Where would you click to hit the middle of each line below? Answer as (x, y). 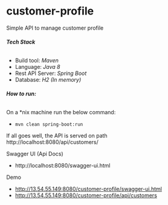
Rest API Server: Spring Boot (51, 73)
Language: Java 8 (37, 67)
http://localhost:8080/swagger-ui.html (63, 166)
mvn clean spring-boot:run (49, 125)
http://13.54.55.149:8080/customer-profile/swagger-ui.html (88, 189)
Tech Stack (21, 42)
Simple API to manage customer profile (55, 28)
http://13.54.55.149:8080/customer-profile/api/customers (86, 195)
